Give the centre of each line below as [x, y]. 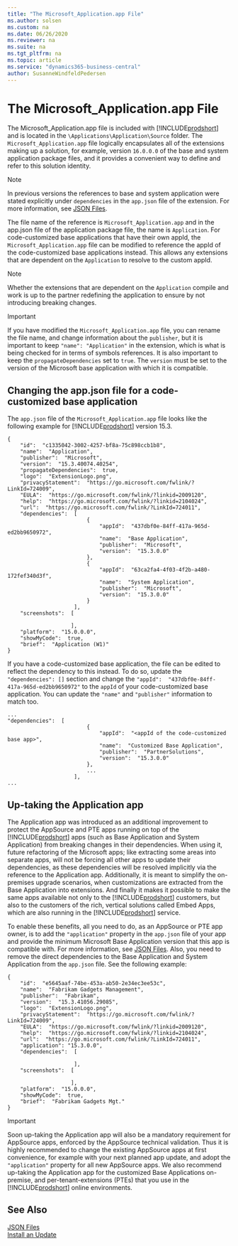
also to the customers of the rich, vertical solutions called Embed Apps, [112, 905]
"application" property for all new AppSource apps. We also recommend [114, 1165]
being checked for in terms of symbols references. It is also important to [113, 353]
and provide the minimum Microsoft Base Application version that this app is [119, 942]
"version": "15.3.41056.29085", [69, 1002]
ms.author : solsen [34, 21]
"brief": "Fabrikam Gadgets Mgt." [73, 1102]
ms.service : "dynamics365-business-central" [74, 67]
